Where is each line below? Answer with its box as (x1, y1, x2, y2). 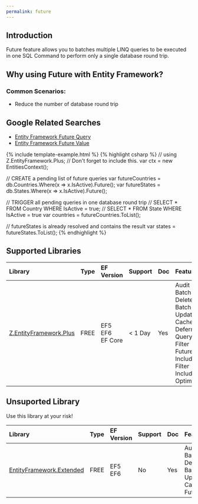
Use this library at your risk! (6, 412, 74, 419)
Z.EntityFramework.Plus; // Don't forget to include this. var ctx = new (6, 157, 173, 164)
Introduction (6, 31, 53, 41)
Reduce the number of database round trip (14, 101, 119, 108)
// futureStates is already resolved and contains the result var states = (6, 222, 176, 230)
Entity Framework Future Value (14, 139, 90, 146)
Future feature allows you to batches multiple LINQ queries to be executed (6, 46, 187, 53)
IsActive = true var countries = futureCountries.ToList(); (6, 211, 141, 218)
